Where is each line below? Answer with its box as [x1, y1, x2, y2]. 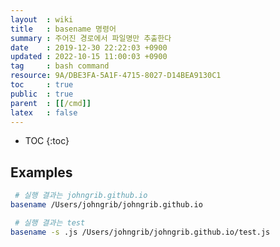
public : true [10, 89, 74, 99]
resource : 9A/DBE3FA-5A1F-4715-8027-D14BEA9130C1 [10, 71, 222, 81]
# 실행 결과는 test [14, 217, 86, 228]
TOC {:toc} [24, 135, 70, 147]
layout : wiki [10, 14, 74, 25]
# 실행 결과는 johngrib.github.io [14, 191, 148, 201]
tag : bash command [10, 61, 110, 71]
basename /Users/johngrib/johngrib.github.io [10, 200, 203, 210]
